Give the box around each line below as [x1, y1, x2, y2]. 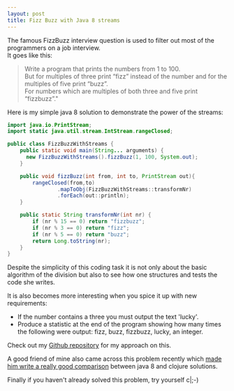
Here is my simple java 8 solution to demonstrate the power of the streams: [7, 108, 224, 116]
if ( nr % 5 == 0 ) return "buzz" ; [32, 231, 130, 238]
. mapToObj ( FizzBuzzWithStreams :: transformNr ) [57, 186, 192, 193]
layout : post [7, 10, 45, 18]
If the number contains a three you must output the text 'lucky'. [17, 313, 199, 321]
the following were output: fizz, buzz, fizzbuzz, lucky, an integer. [17, 327, 204, 336]
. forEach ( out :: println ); [57, 192, 130, 200]
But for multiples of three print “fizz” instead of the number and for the [24, 71, 228, 81]
